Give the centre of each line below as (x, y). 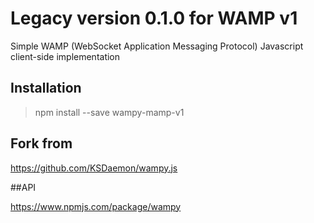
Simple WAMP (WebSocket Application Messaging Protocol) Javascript (157, 46)
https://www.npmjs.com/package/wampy (96, 206)
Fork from (41, 143)
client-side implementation (65, 56)
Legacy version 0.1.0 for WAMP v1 (154, 18)
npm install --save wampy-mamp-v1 (109, 112)
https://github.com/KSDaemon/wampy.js (94, 168)
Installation (46, 88)
